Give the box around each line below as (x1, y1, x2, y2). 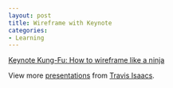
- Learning (8, 33, 45, 42)
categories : (8, 26, 48, 34)
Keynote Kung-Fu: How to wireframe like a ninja (8, 55, 165, 65)
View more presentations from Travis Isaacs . (8, 71, 155, 80)
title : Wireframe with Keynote (8, 19, 112, 27)
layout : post (8, 11, 52, 20)
